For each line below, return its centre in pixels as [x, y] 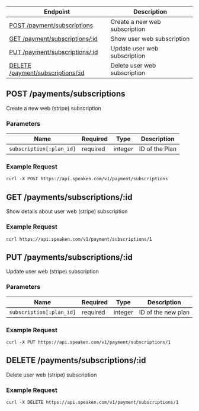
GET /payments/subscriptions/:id [69, 197]
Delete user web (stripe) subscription [52, 375]
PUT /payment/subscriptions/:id [54, 52]
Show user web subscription [150, 39]
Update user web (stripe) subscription [53, 272]
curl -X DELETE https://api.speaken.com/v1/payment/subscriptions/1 [92, 403]
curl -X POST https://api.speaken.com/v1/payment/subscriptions [87, 179]
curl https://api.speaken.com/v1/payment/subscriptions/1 [79, 239]
